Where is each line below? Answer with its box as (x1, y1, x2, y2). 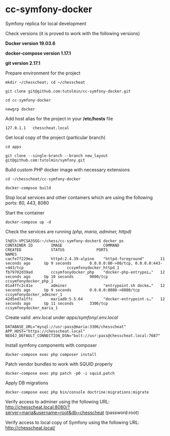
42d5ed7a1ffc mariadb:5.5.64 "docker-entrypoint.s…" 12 (5, 296, 165, 302)
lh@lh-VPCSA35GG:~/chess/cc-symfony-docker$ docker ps (5, 238, 124, 244)
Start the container (5, 209, 45, 215)
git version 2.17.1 (5, 60, 41, 66)
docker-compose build (5, 185, 51, 190)
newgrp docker (5, 106, 36, 112)
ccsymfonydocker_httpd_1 (67, 265, 120, 270)
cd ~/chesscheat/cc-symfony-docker (5, 176, 81, 182)
